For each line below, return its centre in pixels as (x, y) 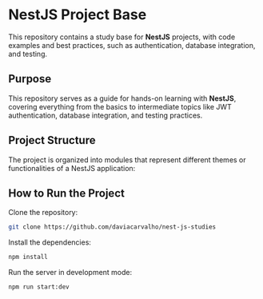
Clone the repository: (43, 213)
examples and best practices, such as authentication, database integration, (132, 45)
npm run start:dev (39, 287)
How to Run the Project (67, 193)
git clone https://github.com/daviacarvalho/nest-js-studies (112, 227)
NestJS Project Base (78, 15)
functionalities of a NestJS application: (72, 168)
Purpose (30, 79)
